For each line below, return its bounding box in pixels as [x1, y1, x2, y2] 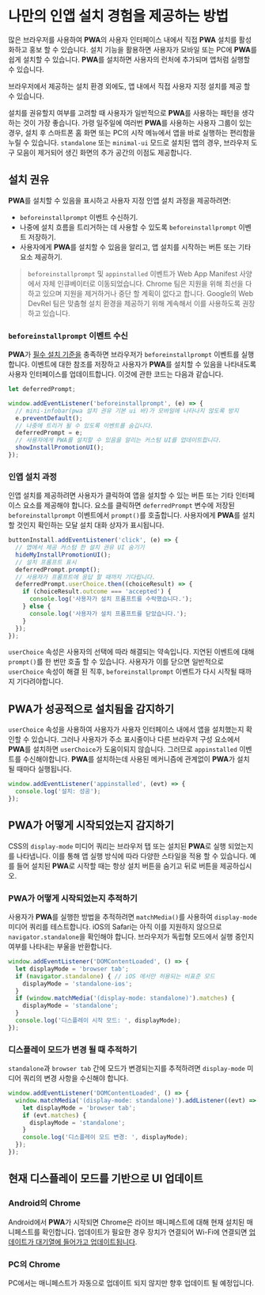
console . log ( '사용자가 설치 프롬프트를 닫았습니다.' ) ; [28, 610, 187, 617]
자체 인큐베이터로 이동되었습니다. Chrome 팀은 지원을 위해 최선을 [42, 279, 244, 288]
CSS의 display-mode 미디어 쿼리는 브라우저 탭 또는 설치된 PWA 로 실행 [8, 841, 227, 851]
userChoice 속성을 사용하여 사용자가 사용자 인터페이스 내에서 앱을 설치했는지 [8, 725, 244, 735]
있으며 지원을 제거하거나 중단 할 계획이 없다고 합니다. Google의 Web [42, 288, 254, 298]
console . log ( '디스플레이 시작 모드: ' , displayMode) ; [15, 1016, 182, 1025]
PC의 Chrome [8, 1259, 61, 1270]
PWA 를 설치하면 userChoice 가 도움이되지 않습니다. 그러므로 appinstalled [8, 745, 237, 754]
